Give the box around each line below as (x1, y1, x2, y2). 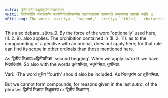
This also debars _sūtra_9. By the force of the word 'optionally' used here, (5, 30, 157, 36)
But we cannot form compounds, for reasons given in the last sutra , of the (5, 81, 157, 87)
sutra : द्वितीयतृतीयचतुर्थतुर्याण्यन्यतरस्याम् (5, 7, 65, 12)
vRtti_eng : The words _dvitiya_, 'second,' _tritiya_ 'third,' (5, 16, 140, 21)
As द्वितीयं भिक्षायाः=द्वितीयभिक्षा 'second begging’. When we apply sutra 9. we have (5, 56, 159, 62)
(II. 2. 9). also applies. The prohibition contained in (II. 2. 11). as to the (5, 35, 147, 41)
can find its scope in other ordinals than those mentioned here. (5, 46, 134, 52)
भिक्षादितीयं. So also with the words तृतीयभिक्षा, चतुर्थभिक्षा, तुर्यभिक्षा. (5, 61, 121, 67)
